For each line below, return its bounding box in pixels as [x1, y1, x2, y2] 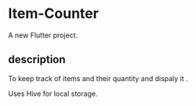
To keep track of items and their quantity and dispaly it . [8, 73, 188, 83]
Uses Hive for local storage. [8, 89, 98, 98]
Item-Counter [8, 5, 100, 23]
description [8, 53, 66, 66]
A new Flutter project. [8, 30, 78, 40]
